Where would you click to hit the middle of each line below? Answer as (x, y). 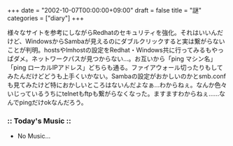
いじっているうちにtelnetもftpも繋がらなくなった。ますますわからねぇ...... (113, 94)
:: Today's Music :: (39, 121)
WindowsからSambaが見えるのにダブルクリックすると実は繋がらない (125, 41)
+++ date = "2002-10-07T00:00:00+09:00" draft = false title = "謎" (104, 10)
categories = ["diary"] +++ (46, 18)
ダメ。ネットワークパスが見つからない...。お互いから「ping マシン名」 (115, 59)
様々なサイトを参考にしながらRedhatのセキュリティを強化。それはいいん (112, 32)
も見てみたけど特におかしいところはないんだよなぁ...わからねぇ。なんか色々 (117, 85)
